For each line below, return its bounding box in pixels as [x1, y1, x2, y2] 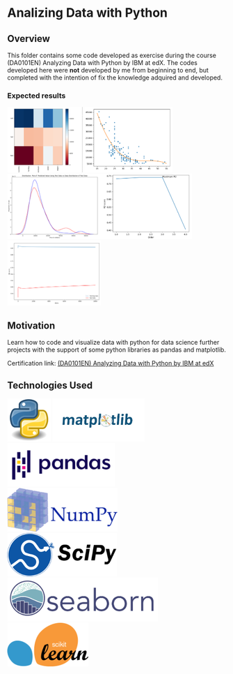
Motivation [7, 320, 56, 331]
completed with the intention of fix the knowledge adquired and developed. [7, 73, 223, 82]
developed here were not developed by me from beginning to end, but [7, 66, 209, 74]
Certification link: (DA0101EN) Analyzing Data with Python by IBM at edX [7, 359, 214, 368]
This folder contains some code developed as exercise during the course [7, 51, 217, 59]
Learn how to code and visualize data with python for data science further [7, 338, 220, 347]
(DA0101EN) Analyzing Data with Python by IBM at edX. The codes [7, 59, 198, 67]
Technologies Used [7, 379, 93, 391]
